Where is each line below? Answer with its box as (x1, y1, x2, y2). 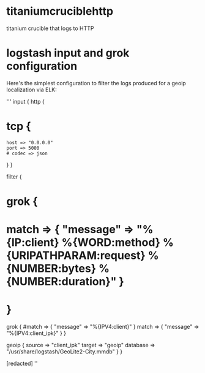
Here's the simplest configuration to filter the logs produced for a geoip (6, 79, 187, 87)
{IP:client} (6, 236, 59, 250)
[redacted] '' (6, 360, 38, 367)
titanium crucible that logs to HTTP (6, 25, 94, 32)
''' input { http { (6, 98, 45, 105)
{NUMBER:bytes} (6, 262, 97, 275)
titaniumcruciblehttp (6, 4, 114, 18)
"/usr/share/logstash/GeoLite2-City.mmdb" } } (6, 348, 123, 355)
